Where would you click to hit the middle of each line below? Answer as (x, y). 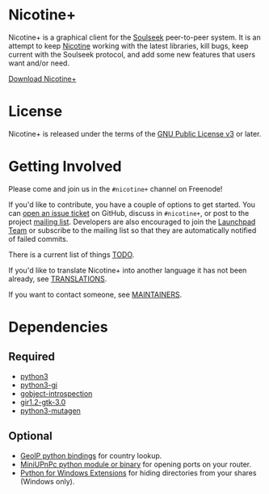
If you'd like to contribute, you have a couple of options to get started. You (132, 205)
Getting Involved (65, 167)
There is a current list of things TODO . (71, 254)
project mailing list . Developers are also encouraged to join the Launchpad (132, 222)
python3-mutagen (50, 411)
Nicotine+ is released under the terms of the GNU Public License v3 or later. (135, 133)
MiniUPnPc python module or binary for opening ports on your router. (136, 464)
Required (32, 357)
